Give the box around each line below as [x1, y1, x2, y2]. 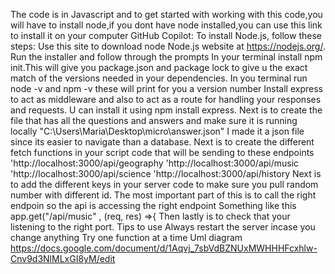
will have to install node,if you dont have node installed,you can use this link [10, 19, 323, 31]
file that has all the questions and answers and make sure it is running [10, 115, 298, 126]
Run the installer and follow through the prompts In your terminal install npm [10, 51, 323, 63]
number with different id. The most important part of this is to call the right [10, 189, 317, 201]
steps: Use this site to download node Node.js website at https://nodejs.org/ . [10, 40, 326, 52]
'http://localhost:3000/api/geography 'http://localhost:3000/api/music [10, 157, 300, 169]
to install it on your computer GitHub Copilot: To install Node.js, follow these [10, 30, 322, 41]
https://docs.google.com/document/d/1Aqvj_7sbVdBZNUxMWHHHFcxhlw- [10, 242, 318, 254]
